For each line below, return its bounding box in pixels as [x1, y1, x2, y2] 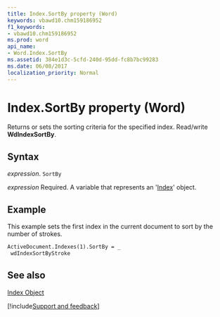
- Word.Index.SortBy [7, 50, 68, 57]
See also [7, 269, 46, 282]
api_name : [7, 43, 37, 50]
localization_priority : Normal [7, 69, 99, 76]
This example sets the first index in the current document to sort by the [7, 223, 213, 231]
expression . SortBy [7, 170, 62, 178]
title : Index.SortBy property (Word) [7, 10, 118, 18]
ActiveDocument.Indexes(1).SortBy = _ [7, 244, 121, 251]
